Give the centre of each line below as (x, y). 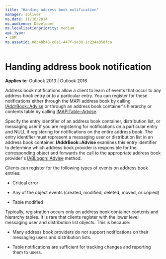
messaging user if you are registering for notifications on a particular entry (82, 126)
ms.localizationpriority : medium (40, 28)
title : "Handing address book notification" (52, 10)
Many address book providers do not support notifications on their (81, 232)
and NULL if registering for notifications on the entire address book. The (79, 131)
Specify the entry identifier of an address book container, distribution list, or (83, 121)
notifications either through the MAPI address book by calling (68, 101)
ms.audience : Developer (30, 24)
